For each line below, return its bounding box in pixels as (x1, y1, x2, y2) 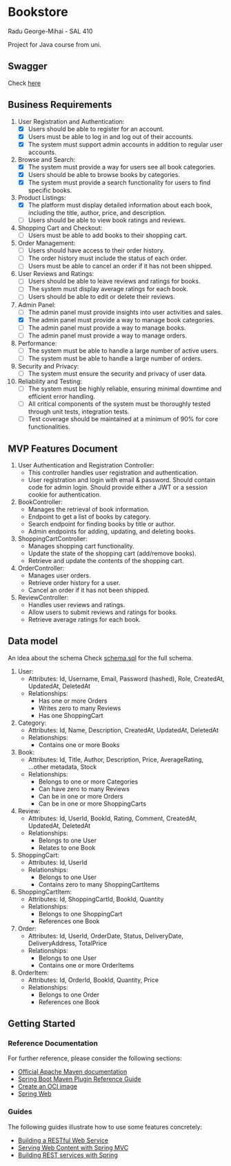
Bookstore (8, 4, 68, 20)
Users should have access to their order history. (28, 246, 165, 255)
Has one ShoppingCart (38, 711, 103, 719)
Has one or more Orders (38, 696, 108, 705)
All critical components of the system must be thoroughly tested (28, 400, 211, 408)
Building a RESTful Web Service (17, 1136, 109, 1145)
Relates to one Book (38, 843, 96, 851)
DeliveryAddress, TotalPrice (28, 938, 108, 947)
